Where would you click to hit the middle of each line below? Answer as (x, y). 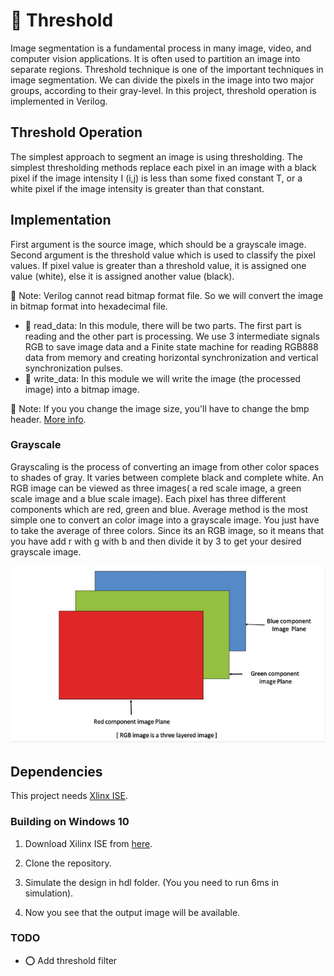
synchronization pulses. (74, 368)
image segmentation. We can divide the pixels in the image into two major (162, 80)
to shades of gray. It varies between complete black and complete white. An (167, 477)
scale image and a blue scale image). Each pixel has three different (148, 498)
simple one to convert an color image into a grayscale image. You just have (165, 520)
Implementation (61, 220)
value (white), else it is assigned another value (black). (122, 276)
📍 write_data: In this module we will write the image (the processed (163, 378)
